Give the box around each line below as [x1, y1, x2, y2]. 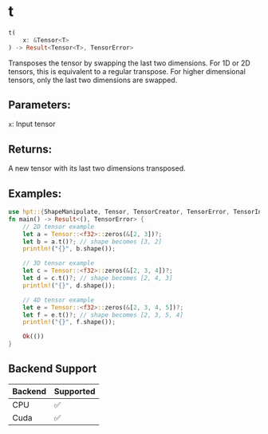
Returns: [8, 142, 53, 156]
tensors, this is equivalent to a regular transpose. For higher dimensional [8, 66, 246, 76]
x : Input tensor [8, 119, 56, 129]
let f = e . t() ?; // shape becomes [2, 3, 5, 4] [22, 310, 183, 319]
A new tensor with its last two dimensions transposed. [8, 164, 186, 173]
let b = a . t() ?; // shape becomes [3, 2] [22, 238, 162, 246]
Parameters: [8, 98, 71, 112]
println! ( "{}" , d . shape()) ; [22, 282, 116, 290]
